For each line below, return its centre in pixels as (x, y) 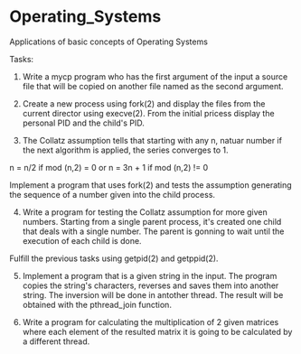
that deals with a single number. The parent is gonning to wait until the (153, 231)
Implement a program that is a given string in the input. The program (150, 275)
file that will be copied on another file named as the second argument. (153, 86)
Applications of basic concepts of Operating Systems (108, 42)
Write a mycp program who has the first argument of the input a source (155, 76)
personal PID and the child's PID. (83, 123)
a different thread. (56, 341)
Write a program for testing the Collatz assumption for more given (145, 212)
